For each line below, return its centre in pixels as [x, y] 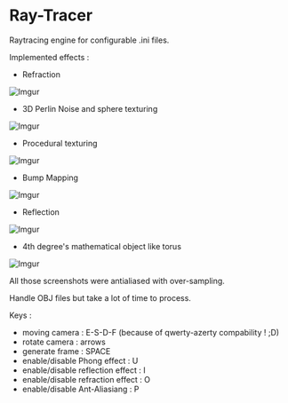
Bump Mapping [50, 178]
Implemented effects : [49, 57]
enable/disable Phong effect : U [80, 360]
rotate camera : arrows [64, 342]
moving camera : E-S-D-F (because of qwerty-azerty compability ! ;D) [151, 332]
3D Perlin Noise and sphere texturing [90, 108]
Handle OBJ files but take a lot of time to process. [100, 297]
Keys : [20, 315]
